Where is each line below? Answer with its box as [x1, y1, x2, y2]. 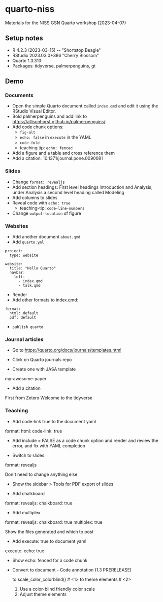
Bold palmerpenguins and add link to [12, 113, 87, 119]
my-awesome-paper [5, 376, 47, 382]
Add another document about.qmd [12, 234, 81, 240]
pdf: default [9, 315, 36, 320]
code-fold [19, 140, 40, 146]
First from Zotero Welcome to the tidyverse [5, 395, 93, 401]
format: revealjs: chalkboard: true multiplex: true [5, 519, 102, 525]
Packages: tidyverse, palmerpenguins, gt [12, 63, 96, 68]
